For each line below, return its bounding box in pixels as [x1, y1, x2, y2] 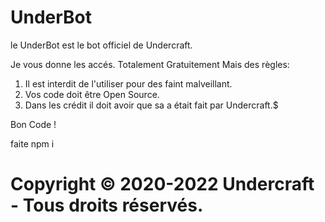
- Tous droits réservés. [10, 194, 204, 217]
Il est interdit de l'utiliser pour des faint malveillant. [24, 77, 233, 90]
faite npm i [10, 137, 55, 150]
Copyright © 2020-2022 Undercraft [10, 173, 315, 196]
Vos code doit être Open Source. [24, 88, 160, 100]
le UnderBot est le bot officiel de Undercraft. [10, 39, 193, 51]
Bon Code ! [10, 118, 57, 130]
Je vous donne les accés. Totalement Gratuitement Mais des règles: [10, 58, 290, 70]
